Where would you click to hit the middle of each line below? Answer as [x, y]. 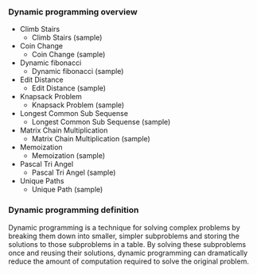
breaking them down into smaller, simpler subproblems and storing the [124, 236]
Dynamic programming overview [73, 12]
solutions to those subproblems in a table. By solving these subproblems [127, 244]
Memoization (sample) [68, 156]
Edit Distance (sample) [68, 88]
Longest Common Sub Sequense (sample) [101, 122]
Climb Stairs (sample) [67, 37]
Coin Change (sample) [68, 55]
